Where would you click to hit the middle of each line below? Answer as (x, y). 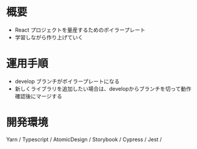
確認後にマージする (39, 96)
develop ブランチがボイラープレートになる (67, 81)
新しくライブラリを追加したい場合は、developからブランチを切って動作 (103, 89)
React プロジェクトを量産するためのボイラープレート (80, 30)
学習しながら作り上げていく (49, 37)
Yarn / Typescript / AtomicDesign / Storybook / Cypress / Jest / (84, 139)
